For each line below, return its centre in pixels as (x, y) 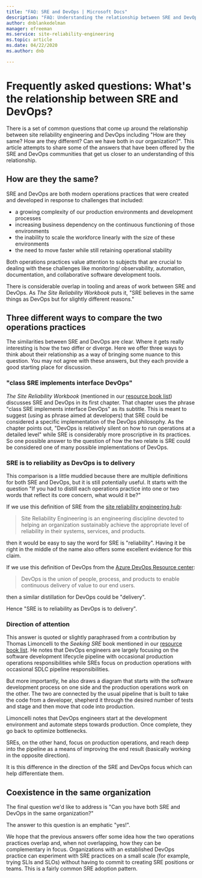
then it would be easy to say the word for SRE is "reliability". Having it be (96, 543)
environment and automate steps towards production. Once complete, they (99, 725)
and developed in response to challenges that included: (75, 200)
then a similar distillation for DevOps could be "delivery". (76, 597)
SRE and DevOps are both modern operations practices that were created (97, 194)
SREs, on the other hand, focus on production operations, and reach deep (98, 743)
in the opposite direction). (38, 755)
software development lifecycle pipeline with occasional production (90, 657)
